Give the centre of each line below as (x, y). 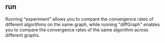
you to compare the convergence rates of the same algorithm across (77, 30)
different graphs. (23, 35)
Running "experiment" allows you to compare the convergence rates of (79, 19)
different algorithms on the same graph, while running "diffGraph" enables (83, 24)
